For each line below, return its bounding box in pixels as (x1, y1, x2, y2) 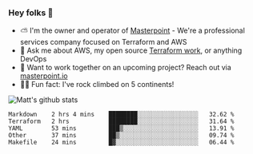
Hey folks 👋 (8, 7, 54, 18)
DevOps (19, 54, 47, 64)
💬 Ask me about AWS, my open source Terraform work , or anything (19, 45, 243, 55)
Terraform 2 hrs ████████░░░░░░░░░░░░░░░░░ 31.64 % (8, 117, 235, 126)
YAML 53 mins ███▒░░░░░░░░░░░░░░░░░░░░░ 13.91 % (8, 124, 235, 132)
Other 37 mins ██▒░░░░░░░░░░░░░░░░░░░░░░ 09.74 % (8, 132, 235, 140)
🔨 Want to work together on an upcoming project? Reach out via (19, 63, 232, 73)
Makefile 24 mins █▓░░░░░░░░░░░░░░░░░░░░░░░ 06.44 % (8, 139, 235, 147)
